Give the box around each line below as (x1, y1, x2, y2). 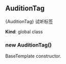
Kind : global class (5, 28, 43, 35)
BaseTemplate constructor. (5, 53, 61, 59)
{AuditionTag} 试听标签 (5, 18, 53, 25)
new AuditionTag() (5, 41, 52, 48)
